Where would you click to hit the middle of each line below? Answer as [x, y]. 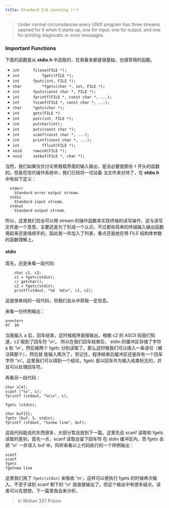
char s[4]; [17, 387]
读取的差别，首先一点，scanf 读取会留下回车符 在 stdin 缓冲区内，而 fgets [82, 439]
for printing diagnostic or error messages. [61, 35]
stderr [17, 188]
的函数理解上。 [21, 239]
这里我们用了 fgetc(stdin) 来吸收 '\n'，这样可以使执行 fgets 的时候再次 [79, 478]
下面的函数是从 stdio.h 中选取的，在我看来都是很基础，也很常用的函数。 [80, 60]
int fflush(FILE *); [44, 145]
